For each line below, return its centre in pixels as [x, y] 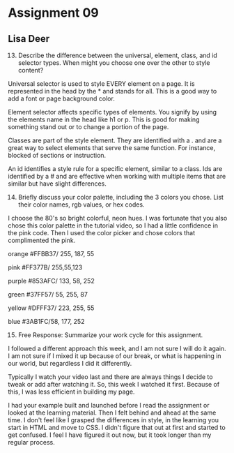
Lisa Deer [29, 39]
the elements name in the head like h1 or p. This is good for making [104, 119]
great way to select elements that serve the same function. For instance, [112, 148]
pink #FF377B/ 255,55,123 [45, 267]
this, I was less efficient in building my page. [71, 392]
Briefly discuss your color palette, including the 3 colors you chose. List [120, 197]
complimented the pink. [42, 240]
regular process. [31, 442]
